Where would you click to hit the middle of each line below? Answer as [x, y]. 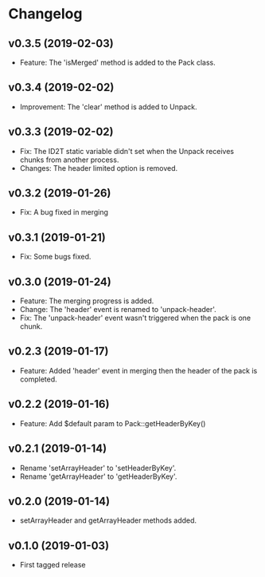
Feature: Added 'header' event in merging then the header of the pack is [138, 370]
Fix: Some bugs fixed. [55, 257]
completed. [38, 379]
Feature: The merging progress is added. [87, 301]
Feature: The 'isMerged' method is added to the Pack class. [118, 62]
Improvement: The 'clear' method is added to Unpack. [108, 107]
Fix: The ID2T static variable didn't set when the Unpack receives [127, 151]
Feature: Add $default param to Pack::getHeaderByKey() [113, 423]
